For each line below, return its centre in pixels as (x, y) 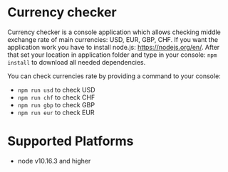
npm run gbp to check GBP (56, 104)
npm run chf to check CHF (56, 97)
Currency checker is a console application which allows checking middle (114, 32)
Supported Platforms (71, 141)
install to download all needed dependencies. (77, 62)
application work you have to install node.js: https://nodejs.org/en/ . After (114, 47)
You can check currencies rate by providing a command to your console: (114, 76)
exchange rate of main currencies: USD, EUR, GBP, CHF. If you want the (113, 39)
